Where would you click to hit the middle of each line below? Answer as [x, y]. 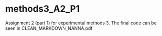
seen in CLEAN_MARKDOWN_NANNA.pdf [49, 28]
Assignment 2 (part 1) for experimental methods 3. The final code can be [81, 23]
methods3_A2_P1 [43, 9]
